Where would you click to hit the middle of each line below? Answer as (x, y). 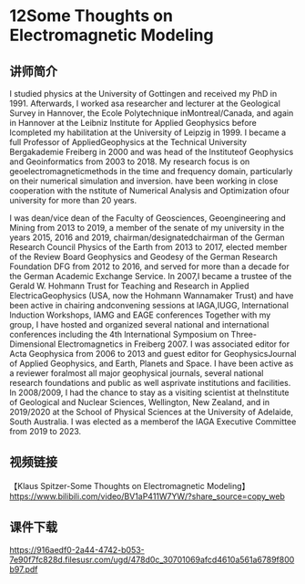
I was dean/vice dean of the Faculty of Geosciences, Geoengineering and (148, 218)
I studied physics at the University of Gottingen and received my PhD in (143, 94)
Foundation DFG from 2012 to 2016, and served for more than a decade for (149, 266)
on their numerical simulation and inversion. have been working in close (144, 181)
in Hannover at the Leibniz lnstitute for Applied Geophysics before (133, 123)
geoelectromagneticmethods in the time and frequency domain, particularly (151, 171)
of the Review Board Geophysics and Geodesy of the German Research (143, 257)
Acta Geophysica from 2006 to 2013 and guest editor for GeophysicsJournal (153, 354)
